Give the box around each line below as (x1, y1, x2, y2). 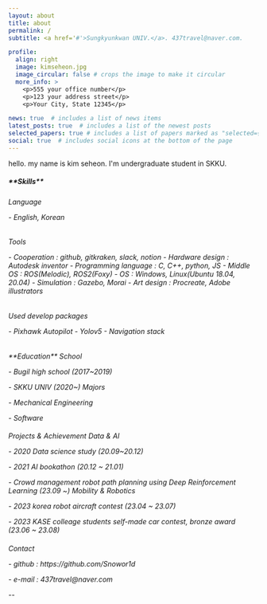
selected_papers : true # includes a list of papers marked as (8, 129, 219, 138)
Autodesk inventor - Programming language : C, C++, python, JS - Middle (8, 261, 250, 271)
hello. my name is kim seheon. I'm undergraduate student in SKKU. (8, 159, 227, 168)
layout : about (8, 11, 56, 20)
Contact (8, 543, 35, 553)
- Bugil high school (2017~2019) (8, 367, 113, 376)
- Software (8, 413, 44, 422)
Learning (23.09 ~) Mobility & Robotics (8, 486, 136, 496)
